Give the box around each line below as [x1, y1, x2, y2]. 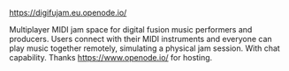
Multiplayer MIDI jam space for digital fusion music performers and [9, 25, 253, 34]
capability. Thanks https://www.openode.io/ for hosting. [9, 53, 213, 62]
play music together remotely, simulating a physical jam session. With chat [9, 43, 280, 53]
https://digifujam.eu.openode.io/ [9, 8, 127, 18]
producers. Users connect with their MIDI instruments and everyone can [9, 34, 272, 44]
